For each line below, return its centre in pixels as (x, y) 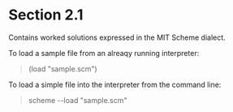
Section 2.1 (46, 15)
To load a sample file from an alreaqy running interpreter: (104, 53)
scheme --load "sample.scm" (78, 100)
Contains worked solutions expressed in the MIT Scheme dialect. (117, 37)
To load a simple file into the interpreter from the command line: (115, 84)
